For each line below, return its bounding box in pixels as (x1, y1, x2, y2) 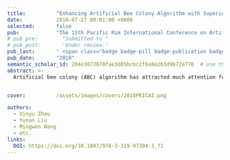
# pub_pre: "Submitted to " (7, 36, 109, 42)
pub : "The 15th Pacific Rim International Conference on (7, 29, 207, 36)
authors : (7, 104, 32, 111)
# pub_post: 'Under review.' (7, 42, 109, 49)
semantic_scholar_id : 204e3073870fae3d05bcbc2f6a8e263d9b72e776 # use (7, 61, 216, 68)
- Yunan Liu (13, 117, 48, 124)
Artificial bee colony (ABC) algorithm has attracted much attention (13, 73, 216, 81)
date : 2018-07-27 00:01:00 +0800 (7, 16, 133, 23)
